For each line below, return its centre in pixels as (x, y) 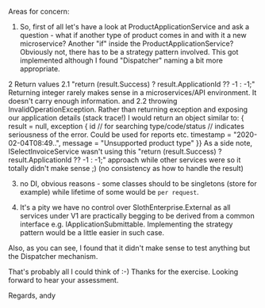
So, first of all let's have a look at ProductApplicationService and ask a (134, 27)
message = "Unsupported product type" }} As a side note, (157, 143)
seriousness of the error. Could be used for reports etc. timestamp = (120, 135)
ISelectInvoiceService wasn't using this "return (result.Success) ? (115, 151)
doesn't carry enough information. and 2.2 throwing (93, 101)
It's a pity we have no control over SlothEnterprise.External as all (125, 207)
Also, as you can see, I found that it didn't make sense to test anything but (129, 248)
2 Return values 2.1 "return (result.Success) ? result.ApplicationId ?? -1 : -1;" (132, 84)
